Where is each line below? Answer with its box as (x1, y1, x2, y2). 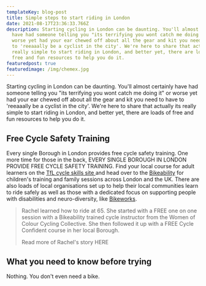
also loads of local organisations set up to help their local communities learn (6, 182, 199, 190)
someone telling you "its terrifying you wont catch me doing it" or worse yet (6, 90, 198, 97)
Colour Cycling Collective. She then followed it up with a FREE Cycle (21, 220, 194, 228)
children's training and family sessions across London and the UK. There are (6, 176, 200, 183)
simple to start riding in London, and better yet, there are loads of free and (6, 109, 194, 117)
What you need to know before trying (6, 256, 152, 267)
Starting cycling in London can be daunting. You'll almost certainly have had (6, 83, 198, 90)
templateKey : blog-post (6, 9, 67, 15)
